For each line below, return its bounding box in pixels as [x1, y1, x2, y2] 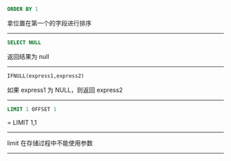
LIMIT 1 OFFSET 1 [7, 106, 57, 112]
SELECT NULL [7, 39, 41, 46]
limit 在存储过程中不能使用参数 [7, 138, 93, 147]
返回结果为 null [7, 52, 49, 60]
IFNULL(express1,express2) [7, 72, 85, 79]
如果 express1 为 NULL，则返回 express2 [7, 86, 123, 94]
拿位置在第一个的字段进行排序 [7, 18, 91, 27]
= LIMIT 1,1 [7, 118, 37, 126]
